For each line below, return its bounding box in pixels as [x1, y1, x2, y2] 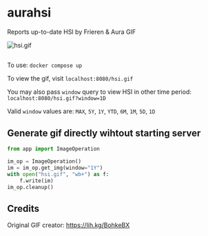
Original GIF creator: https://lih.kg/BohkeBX [7, 221, 130, 229]
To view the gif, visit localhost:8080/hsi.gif [7, 75, 134, 83]
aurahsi [7, 5, 52, 21]
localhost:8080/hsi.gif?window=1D [7, 95, 107, 102]
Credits [7, 202, 40, 215]
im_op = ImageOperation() [7, 158, 81, 165]
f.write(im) [19, 177, 54, 184]
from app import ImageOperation [7, 146, 100, 153]
